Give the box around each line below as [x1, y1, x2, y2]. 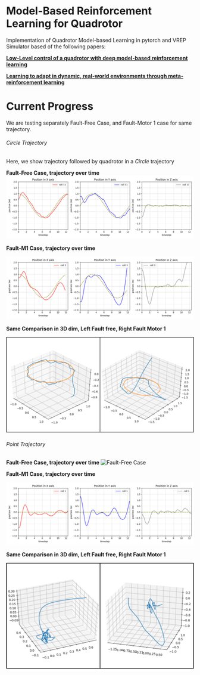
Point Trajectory [6, 440, 46, 448]
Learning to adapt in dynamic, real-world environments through [6, 72, 167, 79]
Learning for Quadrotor [6, 17, 123, 30]
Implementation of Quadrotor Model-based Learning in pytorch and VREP [6, 36, 186, 44]
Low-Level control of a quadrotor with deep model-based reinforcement [6, 54, 188, 61]
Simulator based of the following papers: [6, 43, 106, 50]
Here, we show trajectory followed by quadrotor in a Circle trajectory [6, 158, 174, 165]
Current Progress [6, 100, 93, 113]
